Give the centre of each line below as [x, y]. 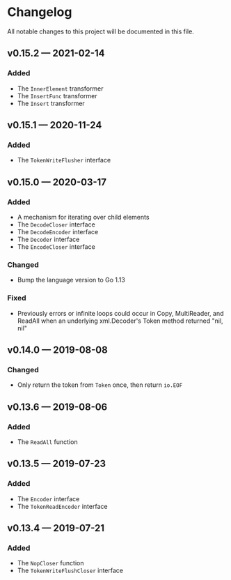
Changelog [40, 12]
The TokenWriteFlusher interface [64, 160]
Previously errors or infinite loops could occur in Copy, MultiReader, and [120, 313]
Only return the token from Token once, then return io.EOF [100, 385]
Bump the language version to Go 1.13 [71, 280]
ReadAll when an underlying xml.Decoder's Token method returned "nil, [120, 321]
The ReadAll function [47, 442]
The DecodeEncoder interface [58, 232]
